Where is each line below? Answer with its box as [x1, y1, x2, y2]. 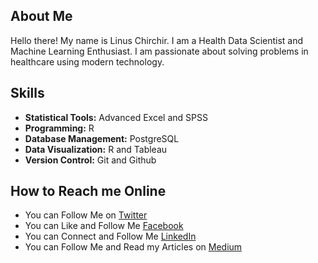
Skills [10, 85, 45, 102]
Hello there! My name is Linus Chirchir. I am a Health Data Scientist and [10, 34, 304, 46]
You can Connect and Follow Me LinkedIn [24, 230, 197, 243]
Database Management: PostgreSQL [24, 132, 180, 144]
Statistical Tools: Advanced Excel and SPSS [24, 111, 208, 123]
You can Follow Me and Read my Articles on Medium [24, 241, 243, 253]
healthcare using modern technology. [10, 55, 165, 68]
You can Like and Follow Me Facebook [24, 220, 184, 232]
